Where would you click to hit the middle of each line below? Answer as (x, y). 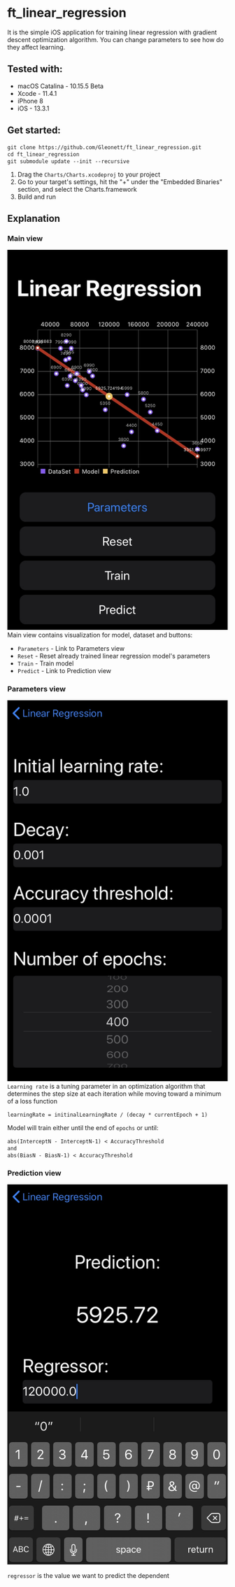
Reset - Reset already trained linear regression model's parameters (114, 656)
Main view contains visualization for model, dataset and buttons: (100, 635)
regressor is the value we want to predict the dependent (88, 1575)
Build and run (36, 197)
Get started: (34, 131)
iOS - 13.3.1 (33, 108)
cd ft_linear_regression (43, 154)
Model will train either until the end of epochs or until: (83, 1127)
